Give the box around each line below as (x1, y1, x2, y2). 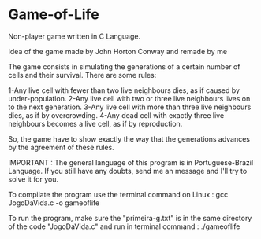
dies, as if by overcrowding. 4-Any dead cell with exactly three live (8, 110, 225, 119)
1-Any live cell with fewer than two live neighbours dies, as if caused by (8, 85, 240, 95)
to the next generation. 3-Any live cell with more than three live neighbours (8, 102, 252, 112)
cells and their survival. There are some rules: (8, 70, 157, 79)
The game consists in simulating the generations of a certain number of (8, 61, 240, 72)
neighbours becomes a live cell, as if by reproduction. (8, 119, 183, 128)
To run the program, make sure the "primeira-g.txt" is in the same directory (8, 213, 252, 222)
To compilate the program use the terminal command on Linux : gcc (8, 189, 229, 199)
